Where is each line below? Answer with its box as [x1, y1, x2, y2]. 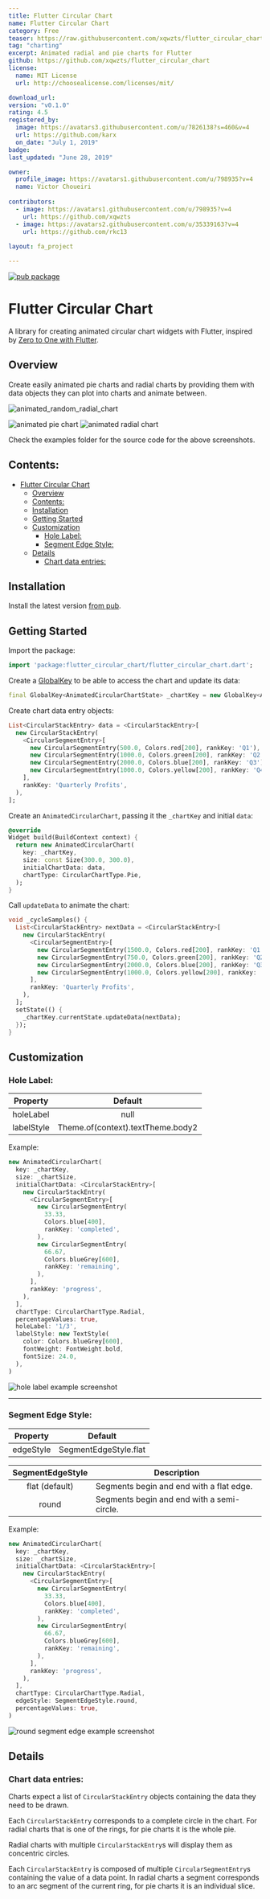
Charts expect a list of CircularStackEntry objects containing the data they [8, 1792, 256, 1802]
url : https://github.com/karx [15, 131, 117, 139]
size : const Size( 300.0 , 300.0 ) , [22, 856, 135, 864]
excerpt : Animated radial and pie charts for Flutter [8, 49, 193, 57]
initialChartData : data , [22, 863, 106, 872]
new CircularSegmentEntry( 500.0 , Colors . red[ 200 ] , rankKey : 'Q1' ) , [29, 744, 261, 752]
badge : [8, 146, 31, 154]
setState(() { [15, 1006, 63, 1014]
